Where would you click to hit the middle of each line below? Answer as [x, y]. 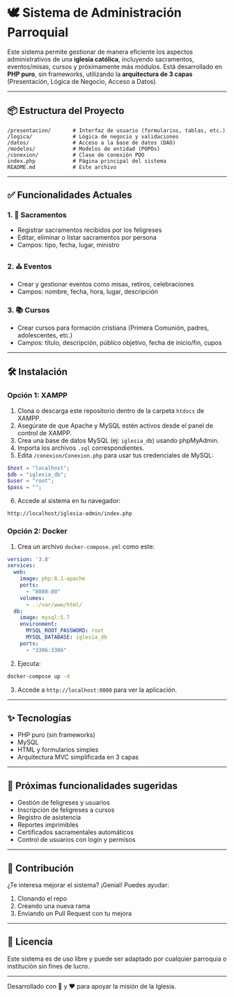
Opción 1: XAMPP [38, 395]
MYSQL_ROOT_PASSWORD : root [65, 631]
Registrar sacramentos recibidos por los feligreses [89, 230]
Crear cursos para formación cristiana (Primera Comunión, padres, [113, 328]
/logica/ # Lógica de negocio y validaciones [93, 136]
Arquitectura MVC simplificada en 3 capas [78, 757]
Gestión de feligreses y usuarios [63, 803]
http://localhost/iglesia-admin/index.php [70, 514]
